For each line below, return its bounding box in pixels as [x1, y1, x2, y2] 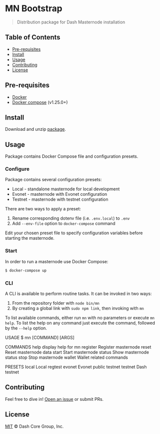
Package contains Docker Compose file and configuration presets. [5, 153, 139, 159]
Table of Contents [5, 33, 61, 41]
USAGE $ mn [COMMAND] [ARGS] [5, 334, 74, 340]
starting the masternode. [5, 235, 55, 241]
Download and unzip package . [5, 126, 67, 132]
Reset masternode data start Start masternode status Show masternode [5, 349, 149, 355]
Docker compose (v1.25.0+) [12, 99, 68, 105]
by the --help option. [5, 325, 47, 331]
